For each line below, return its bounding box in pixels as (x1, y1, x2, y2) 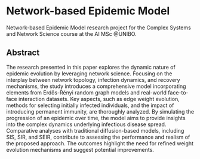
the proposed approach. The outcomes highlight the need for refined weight (6, 139, 194, 147)
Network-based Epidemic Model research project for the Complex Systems (6, 24, 191, 31)
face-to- (168, 88, 189, 96)
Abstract (6, 48, 40, 58)
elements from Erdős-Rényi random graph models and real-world (6, 88, 167, 96)
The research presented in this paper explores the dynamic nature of (6, 63, 176, 71)
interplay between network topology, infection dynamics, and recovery (6, 76, 180, 83)
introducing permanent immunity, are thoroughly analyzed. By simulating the (6, 108, 195, 115)
